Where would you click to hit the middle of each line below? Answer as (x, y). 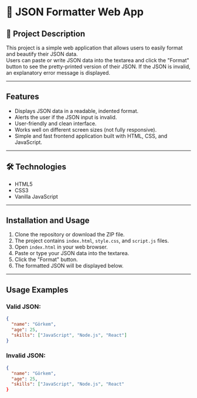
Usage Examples (37, 290)
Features (23, 97)
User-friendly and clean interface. (55, 123)
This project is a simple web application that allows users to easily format (94, 48)
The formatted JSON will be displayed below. (69, 266)
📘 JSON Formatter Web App (75, 12)
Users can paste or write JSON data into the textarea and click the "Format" (98, 60)
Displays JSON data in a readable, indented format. (77, 111)
